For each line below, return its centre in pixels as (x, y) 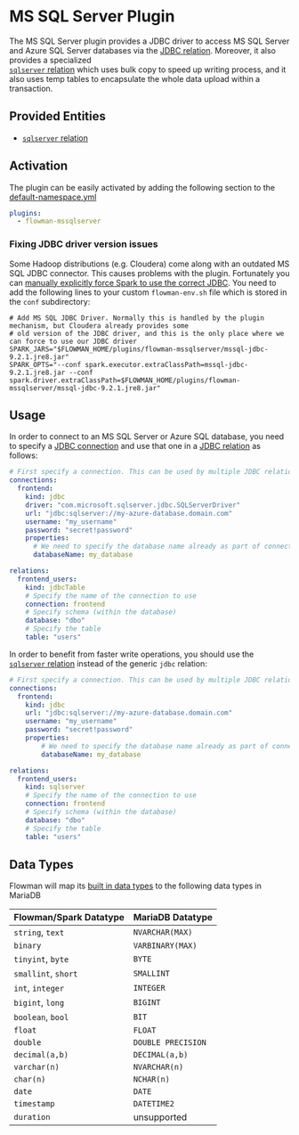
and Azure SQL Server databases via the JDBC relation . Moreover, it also (142, 50)
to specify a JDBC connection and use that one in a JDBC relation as (135, 446)
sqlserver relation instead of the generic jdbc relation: (108, 663)
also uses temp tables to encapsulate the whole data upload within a (135, 78)
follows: (24, 455)
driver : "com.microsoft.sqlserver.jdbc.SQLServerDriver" (133, 505)
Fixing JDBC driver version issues (84, 244)
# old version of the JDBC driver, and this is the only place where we (147, 333)
